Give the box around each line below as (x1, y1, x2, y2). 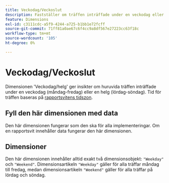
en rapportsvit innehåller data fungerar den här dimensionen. (5, 128, 133, 134)
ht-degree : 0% (5, 41, 35, 46)
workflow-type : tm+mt (5, 31, 51, 36)
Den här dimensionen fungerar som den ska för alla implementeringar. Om (5, 122, 160, 128)
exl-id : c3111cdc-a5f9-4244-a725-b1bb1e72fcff (5, 21, 105, 27)
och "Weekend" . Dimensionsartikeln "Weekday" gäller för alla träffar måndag (5, 161, 159, 167)
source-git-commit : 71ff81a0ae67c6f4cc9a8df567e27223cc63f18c (5, 26, 139, 31)
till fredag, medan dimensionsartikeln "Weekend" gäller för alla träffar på (5, 167, 153, 173)
